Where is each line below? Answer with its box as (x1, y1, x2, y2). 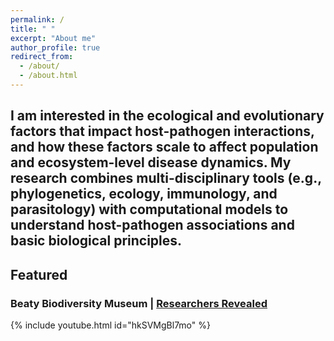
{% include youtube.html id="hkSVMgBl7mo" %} (10, 319, 211, 331)
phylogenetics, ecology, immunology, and (10, 186, 278, 203)
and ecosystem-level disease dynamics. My (10, 154, 292, 171)
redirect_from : (10, 52, 74, 62)
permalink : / (10, 14, 65, 25)
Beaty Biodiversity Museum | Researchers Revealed (10, 296, 268, 310)
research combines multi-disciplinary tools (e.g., (10, 170, 322, 187)
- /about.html (19, 71, 78, 81)
